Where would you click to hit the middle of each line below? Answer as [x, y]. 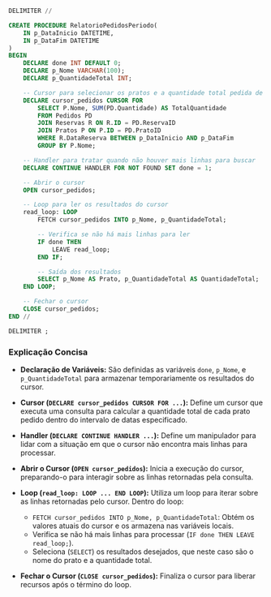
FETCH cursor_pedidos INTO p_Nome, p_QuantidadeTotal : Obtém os [143, 517]
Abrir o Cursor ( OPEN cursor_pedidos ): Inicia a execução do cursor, [132, 468]
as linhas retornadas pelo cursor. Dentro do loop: [102, 501]
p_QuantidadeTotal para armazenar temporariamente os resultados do [137, 378]
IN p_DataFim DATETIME [61, 41]
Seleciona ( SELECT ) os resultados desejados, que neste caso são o [143, 552]
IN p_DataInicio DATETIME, [69, 33]
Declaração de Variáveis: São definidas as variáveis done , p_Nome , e [133, 369]
